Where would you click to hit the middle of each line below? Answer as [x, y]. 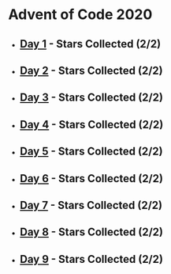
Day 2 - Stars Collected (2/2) [91, 70]
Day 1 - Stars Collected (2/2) [90, 44]
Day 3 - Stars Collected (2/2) [91, 98]
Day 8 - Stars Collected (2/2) [91, 232]
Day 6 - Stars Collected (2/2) [91, 179]
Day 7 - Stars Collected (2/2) [91, 205]
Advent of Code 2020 [80, 15]
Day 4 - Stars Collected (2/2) [91, 124]
